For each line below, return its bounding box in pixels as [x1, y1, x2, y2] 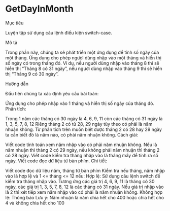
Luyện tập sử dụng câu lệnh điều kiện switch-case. [5, 29, 113, 36]
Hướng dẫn [5, 81, 29, 87]
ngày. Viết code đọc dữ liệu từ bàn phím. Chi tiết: [5, 158, 108, 164]
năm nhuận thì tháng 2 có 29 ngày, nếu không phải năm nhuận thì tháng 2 [5, 147, 160, 153]
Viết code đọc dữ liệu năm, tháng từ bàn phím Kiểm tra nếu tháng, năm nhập [5, 167, 165, 173]
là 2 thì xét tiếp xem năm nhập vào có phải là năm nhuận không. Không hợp [5, 189, 163, 195]
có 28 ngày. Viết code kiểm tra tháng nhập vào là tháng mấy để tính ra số [5, 152, 158, 158]
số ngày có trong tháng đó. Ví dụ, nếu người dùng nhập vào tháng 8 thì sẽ [5, 60, 160, 66]
